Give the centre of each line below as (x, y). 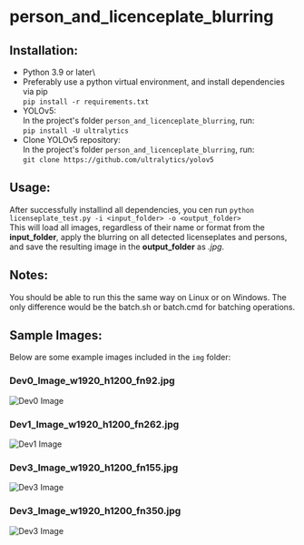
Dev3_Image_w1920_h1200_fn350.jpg (95, 511)
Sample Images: (56, 335)
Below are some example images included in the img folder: (120, 358)
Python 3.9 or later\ (59, 72)
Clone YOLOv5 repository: (71, 140)
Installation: (44, 50)
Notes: (29, 275)
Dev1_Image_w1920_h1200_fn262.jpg (94, 424)
